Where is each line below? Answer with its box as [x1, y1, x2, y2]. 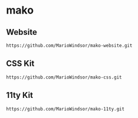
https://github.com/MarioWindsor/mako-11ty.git [6, 106, 125, 112]
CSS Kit [6, 58, 35, 68]
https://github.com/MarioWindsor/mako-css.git [6, 74, 122, 80]
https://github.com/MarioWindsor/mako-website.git [6, 42, 133, 48]
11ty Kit [6, 90, 33, 100]
